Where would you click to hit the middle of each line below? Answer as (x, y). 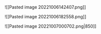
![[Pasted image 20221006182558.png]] (46, 17)
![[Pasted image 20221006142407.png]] (45, 7)
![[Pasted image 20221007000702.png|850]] (50, 26)
